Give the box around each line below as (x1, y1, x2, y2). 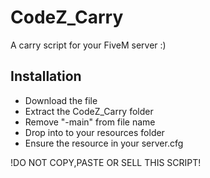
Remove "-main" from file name (24, 116, 156, 128)
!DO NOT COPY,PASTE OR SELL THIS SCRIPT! (10, 156, 202, 168)
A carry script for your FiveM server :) (10, 39, 167, 51)
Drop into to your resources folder (24, 126, 165, 138)
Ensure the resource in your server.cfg (24, 137, 184, 149)
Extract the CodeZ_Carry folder (24, 105, 154, 117)
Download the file (24, 94, 98, 106)
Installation (10, 68, 82, 85)
